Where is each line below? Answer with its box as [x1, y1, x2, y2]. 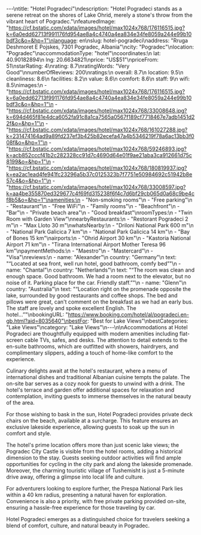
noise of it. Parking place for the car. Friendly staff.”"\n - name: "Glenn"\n [6, 279, 187, 286]
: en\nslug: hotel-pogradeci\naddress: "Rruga [76, 37, 188, 44]
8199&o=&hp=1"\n [6, 158, 51, 165]
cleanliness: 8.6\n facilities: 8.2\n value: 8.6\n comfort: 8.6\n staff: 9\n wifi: [6, 75, 190, 82]
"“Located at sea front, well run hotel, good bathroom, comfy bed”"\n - [6, 260, 181, 267]
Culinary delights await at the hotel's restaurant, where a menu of [6, 367, 167, 374]
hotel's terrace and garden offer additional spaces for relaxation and [6, 386, 175, 393]
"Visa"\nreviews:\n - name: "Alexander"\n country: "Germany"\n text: [6, 254, 176, 260]
